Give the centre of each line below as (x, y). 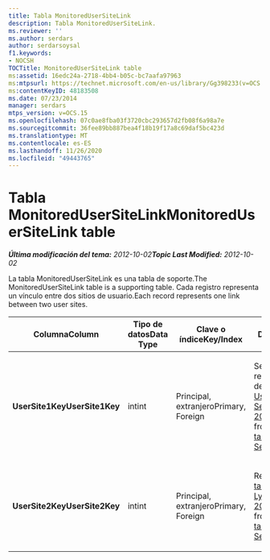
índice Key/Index (211, 339)
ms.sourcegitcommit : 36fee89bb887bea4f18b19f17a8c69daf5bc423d (117, 128)
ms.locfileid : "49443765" (51, 158)
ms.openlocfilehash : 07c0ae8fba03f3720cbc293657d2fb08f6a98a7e (117, 121)
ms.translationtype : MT (48, 135)
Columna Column (66, 334)
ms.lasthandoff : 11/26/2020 (55, 151)
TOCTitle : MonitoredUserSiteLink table (75, 68)
